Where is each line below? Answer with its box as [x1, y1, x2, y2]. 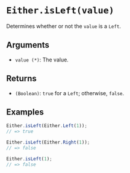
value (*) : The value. [14, 56, 69, 63]
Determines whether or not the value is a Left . [6, 22, 122, 30]
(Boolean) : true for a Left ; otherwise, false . [14, 89, 125, 96]
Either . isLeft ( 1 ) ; [6, 156, 52, 162]
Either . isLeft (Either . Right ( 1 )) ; [6, 139, 90, 146]
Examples [6, 107, 44, 117]
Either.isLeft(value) [6, 5, 114, 16]
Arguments [6, 40, 50, 50]
